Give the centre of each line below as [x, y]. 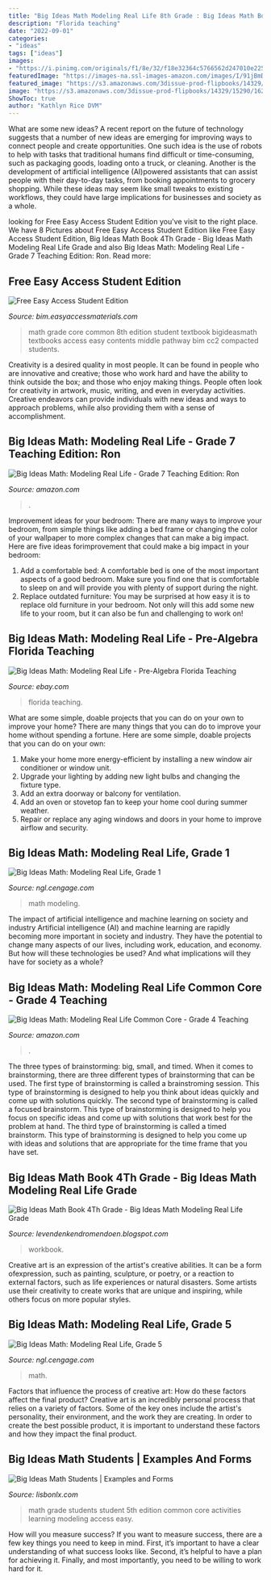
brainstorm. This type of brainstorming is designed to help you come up [128, 1135]
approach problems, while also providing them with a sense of [112, 408]
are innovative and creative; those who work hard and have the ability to [128, 373]
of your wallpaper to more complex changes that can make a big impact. [129, 537]
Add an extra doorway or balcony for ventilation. [100, 793]
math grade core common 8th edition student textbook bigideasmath [142, 332]
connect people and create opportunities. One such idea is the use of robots [135, 146]
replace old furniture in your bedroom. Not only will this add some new [137, 604]
